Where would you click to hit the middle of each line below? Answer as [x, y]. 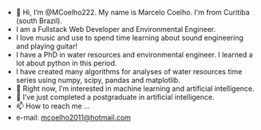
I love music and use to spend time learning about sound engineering [130, 37]
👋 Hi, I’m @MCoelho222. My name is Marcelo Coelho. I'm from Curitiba [132, 12]
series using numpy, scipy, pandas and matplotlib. [98, 80]
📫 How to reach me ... [53, 106]
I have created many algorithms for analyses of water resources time [129, 71]
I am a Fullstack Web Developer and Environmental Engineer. [116, 29]
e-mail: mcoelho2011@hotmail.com [73, 117]
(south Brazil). [39, 21]
